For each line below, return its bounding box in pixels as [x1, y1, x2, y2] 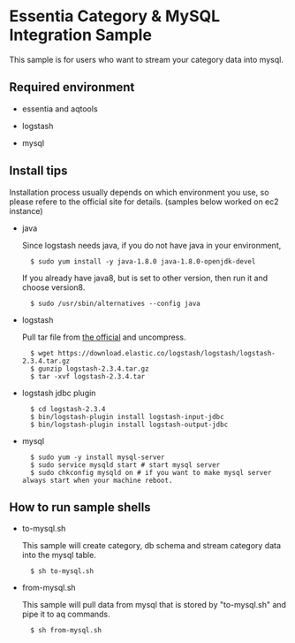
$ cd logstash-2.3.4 [30, 404, 106, 413]
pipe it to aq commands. [21, 609, 110, 620]
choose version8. [21, 281, 86, 293]
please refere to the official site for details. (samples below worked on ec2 [9, 196, 280, 207]
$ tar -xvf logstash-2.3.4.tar [30, 371, 146, 381]
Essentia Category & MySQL [9, 6, 221, 27]
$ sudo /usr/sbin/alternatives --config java [30, 299, 200, 308]
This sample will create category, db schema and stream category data [21, 540, 281, 551]
